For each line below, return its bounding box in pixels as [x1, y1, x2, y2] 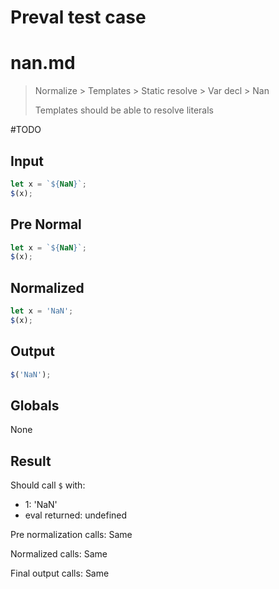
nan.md [10, 52, 76, 75]
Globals [10, 397, 60, 414]
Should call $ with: [10, 479, 86, 491]
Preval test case [10, 6, 147, 29]
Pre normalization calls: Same [10, 529, 133, 541]
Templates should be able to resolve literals [34, 104, 214, 116]
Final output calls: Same [10, 567, 110, 580]
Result [10, 452, 52, 470]
